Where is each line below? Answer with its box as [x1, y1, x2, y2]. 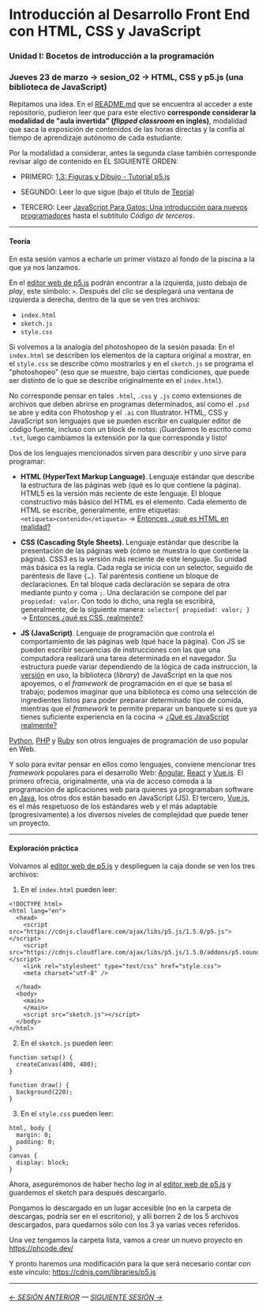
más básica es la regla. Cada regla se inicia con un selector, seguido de [20, 562, 253, 572]
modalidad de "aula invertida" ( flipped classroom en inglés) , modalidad [9, 116, 248, 126]
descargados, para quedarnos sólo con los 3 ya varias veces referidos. [9, 1220, 241, 1229]
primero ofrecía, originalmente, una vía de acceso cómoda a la [9, 776, 212, 786]
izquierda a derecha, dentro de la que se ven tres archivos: [9, 294, 200, 304]
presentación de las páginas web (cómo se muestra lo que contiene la [20, 546, 249, 555]
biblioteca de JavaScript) [9, 81, 107, 92]
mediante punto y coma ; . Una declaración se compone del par [20, 587, 227, 597]
